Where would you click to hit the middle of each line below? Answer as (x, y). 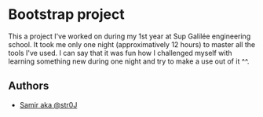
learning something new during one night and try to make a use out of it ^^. (129, 61)
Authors (29, 86)
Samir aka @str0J (48, 104)
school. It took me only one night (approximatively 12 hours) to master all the (132, 44)
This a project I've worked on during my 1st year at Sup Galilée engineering (130, 36)
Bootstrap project (66, 15)
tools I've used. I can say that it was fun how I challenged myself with (121, 53)
